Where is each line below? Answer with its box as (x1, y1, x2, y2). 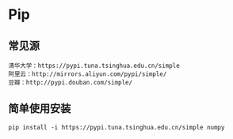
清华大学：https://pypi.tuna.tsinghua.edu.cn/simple (8, 62, 180, 69)
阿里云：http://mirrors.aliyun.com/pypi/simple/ (8, 70, 167, 78)
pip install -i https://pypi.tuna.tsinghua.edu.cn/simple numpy (8, 123, 225, 131)
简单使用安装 (8, 102, 71, 115)
